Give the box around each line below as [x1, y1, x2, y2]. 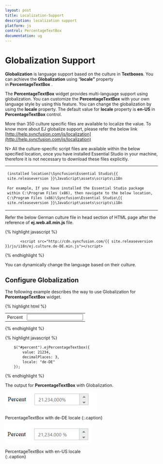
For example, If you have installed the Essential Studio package [7, 186, 145, 190]
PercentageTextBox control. [5, 111, 62, 117]
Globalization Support [5, 55, 96, 66]
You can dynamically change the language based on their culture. [5, 262, 136, 268]
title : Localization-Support [5, 13, 64, 18]
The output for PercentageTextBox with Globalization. [5, 382, 114, 388]
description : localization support [5, 18, 77, 23]
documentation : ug [5, 34, 42, 38]
